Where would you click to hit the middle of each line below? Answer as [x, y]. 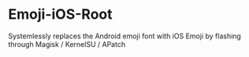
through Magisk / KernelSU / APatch [67, 44]
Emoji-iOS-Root [60, 14]
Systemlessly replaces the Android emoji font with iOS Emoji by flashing [125, 36]
